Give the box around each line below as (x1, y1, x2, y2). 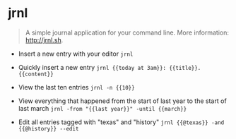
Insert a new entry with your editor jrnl (18, 49, 134, 58)
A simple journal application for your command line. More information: (25, 28, 229, 37)
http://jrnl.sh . (25, 35, 64, 44)
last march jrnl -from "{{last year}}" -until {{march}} (18, 104, 187, 112)
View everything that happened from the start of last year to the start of (18, 97, 227, 105)
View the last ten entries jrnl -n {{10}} (18, 83, 135, 91)
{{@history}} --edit (18, 125, 79, 132)
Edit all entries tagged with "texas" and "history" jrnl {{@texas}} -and (18, 118, 225, 126)
